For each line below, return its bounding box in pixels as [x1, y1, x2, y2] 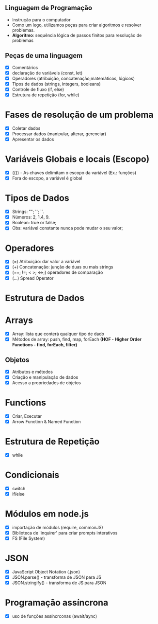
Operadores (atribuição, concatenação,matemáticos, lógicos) [12, 75, 135, 81]
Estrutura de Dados [5, 292, 85, 303]
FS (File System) [12, 535, 45, 541]
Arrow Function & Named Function [12, 418, 81, 425]
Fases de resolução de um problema [5, 109, 154, 121]
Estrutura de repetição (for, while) [12, 92, 79, 98]
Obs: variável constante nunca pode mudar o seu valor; [12, 225, 123, 231]
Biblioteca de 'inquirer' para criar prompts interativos [12, 530, 118, 535]
